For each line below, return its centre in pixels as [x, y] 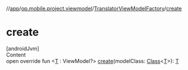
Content [16, 55]
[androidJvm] [23, 48]
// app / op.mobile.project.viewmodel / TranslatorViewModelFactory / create [94, 9]
